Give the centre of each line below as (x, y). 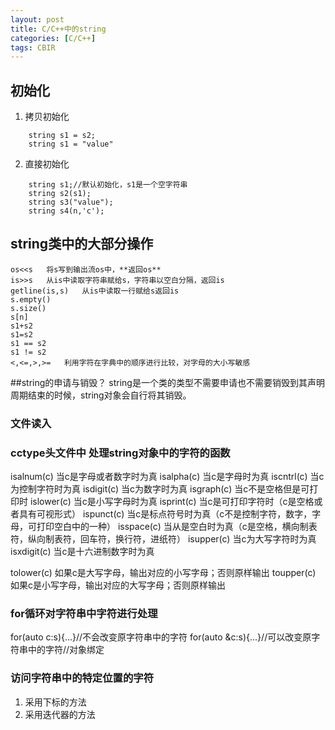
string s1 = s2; (62, 136)
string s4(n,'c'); (66, 211)
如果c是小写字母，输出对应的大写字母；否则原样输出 (118, 585)
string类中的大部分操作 (82, 244)
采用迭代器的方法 (60, 714)
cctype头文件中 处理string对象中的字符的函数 (120, 453)
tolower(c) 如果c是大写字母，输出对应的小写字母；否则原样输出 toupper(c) (163, 573)
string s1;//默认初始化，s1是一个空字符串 (108, 185)
